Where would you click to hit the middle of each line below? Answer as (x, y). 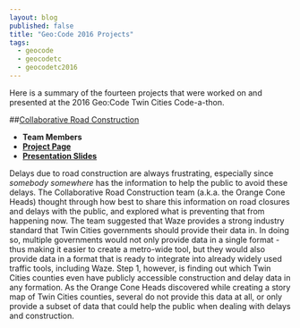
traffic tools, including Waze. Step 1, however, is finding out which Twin (140, 268)
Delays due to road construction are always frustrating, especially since (141, 173)
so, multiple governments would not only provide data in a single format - (145, 240)
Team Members (52, 137)
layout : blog (34, 17)
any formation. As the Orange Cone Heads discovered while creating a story (150, 287)
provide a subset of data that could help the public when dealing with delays (150, 306)
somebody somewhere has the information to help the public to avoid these (149, 182)
